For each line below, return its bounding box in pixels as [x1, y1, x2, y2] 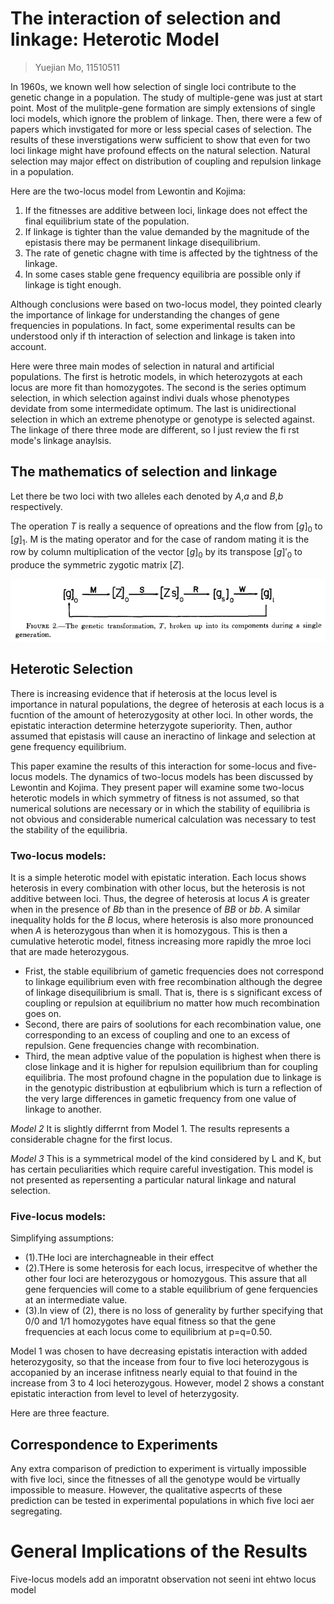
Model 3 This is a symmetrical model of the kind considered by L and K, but [10, 1153, 322, 1165]
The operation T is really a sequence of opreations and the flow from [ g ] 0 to [10, 520, 323, 534]
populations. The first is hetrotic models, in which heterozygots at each [10, 370, 303, 382]
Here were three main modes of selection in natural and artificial [10, 360, 275, 372]
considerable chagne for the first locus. [10, 1133, 173, 1146]
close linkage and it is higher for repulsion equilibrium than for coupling [24, 1061, 318, 1073]
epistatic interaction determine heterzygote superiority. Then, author [10, 719, 293, 731]
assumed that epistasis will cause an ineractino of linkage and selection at [10, 730, 316, 742]
